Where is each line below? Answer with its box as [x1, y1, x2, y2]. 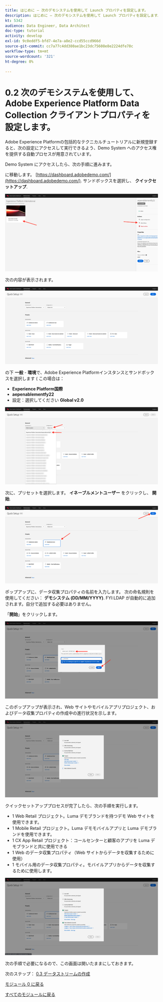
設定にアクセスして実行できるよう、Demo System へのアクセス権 [26, 145, 157, 151]
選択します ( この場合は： [13, 375, 65, 381]
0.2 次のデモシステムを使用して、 [5, 88, 139, 98]
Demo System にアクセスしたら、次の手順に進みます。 [5, 161, 114, 167]
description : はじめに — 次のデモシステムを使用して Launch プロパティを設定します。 [5, 13, 162, 18]
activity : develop [5, 34, 42, 38]
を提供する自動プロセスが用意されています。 [5, 151, 94, 157]
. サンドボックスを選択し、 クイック [81, 178, 152, 184]
